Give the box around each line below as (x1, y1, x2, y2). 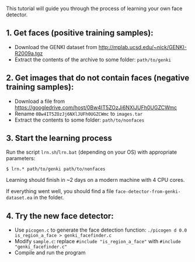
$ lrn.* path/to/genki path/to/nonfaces (6, 166, 106, 172)
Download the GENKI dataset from (14, 43, 97, 50)
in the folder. (33, 194, 64, 201)
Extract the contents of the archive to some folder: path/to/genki (14, 56, 171, 63)
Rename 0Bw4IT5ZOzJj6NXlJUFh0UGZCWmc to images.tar (14, 110, 143, 117)
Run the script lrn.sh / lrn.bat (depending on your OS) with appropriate (6, 149, 177, 156)
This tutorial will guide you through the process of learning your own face (6, 5, 183, 12)
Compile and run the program (14, 249, 86, 256)
